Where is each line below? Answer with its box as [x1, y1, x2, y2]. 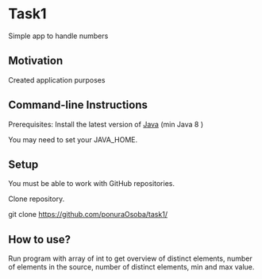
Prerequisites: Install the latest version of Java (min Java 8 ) [8, 119, 204, 129]
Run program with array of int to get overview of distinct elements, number [8, 254, 252, 263]
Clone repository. [8, 194, 65, 203]
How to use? [8, 232, 71, 246]
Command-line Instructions [8, 99, 148, 112]
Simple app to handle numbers [8, 31, 109, 41]
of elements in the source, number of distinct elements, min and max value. [8, 262, 255, 272]
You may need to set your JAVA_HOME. [8, 134, 138, 144]
